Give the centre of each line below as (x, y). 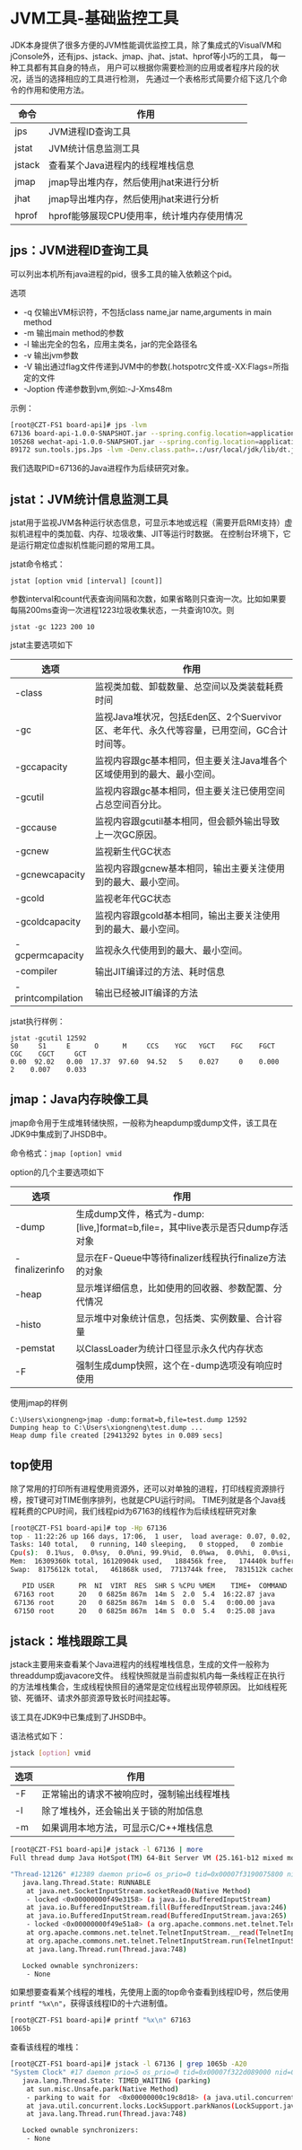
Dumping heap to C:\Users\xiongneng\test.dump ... (107, 1427)
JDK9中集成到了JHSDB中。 (61, 1134)
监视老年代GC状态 (133, 899)
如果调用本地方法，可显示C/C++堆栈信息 (127, 1828)
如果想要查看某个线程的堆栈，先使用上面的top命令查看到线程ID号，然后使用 (150, 1992)
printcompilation (49, 998)
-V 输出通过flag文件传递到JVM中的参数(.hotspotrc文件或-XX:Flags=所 (152, 366)
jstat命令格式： (38, 564)
